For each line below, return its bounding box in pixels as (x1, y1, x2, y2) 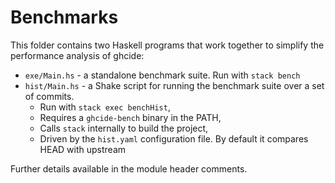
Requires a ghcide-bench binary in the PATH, (39, 111, 222, 123)
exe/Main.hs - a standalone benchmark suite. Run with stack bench (24, 69, 301, 81)
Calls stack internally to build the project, (39, 122, 209, 134)
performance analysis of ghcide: (10, 49, 145, 61)
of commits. (24, 90, 75, 102)
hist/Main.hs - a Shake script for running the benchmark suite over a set (24, 79, 325, 91)
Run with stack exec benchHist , (39, 101, 171, 113)
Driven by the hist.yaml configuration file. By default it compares (39, 132, 309, 145)
